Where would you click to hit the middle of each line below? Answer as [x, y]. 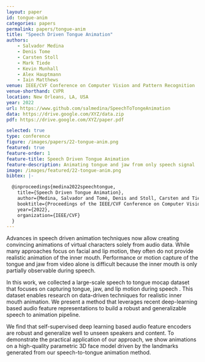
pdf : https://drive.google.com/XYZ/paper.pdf [65, 119]
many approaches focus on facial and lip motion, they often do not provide [100, 251]
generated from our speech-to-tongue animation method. [79, 353]
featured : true [26, 147]
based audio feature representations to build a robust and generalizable [96, 308]
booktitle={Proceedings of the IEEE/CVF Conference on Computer [101, 204]
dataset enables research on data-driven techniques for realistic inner [94, 296]
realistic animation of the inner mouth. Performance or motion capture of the [102, 258]
